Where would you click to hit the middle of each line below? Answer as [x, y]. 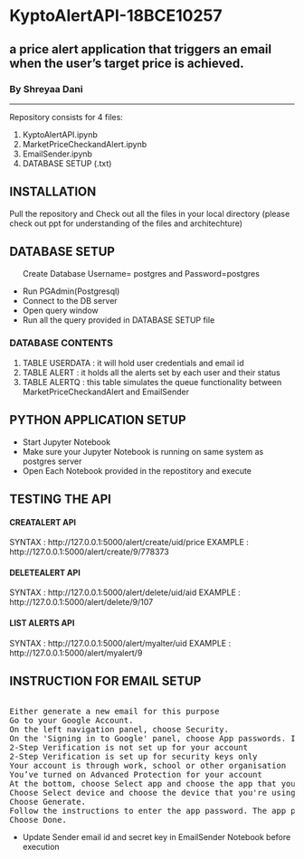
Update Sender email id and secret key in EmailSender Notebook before [157, 837]
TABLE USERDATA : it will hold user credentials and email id [133, 363]
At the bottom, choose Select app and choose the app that [143, 784]
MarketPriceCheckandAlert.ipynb [85, 144]
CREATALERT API [43, 522]
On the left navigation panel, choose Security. [119, 730]
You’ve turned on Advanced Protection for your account [136, 775]
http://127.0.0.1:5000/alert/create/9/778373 [89, 552]
